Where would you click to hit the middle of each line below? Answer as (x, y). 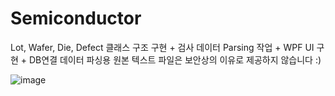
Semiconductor (76, 18)
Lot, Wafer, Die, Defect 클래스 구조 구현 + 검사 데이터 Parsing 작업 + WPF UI (162, 47)
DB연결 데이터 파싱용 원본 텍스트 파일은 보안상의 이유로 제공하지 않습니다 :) (175, 59)
